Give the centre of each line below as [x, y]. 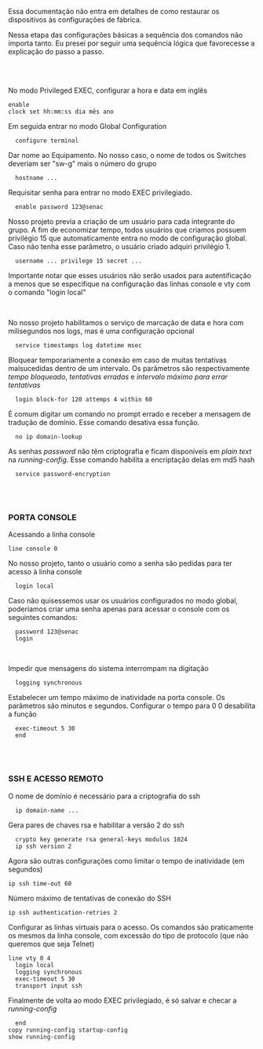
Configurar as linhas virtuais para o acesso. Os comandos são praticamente [131, 927]
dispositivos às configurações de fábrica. [75, 20]
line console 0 [33, 549]
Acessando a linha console [52, 534]
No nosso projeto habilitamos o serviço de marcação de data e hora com [126, 323]
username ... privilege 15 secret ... [79, 261]
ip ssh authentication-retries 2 [63, 912]
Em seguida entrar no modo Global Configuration [88, 126]
